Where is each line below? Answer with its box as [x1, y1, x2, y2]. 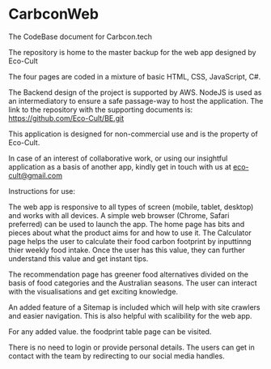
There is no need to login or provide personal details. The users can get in [8, 342, 255, 352]
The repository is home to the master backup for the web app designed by [8, 47, 256, 57]
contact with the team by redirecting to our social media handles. [8, 350, 225, 361]
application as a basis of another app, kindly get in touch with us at [8, 161, 232, 171]
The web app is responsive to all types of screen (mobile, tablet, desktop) [8, 202, 254, 212]
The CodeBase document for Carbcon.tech [8, 32, 152, 41]
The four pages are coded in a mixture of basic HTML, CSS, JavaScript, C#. [8, 71, 261, 81]
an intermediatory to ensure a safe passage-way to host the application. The [8, 96, 264, 105]
